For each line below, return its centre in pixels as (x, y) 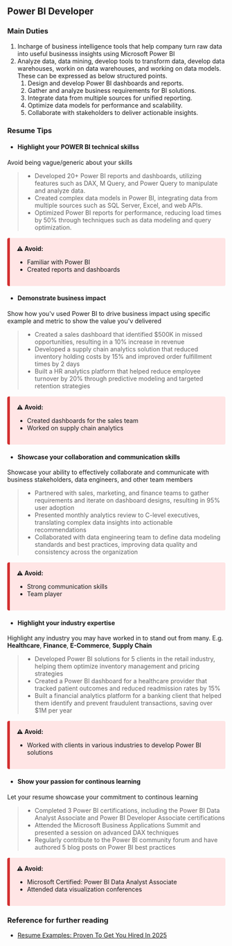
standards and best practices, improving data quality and (116, 545)
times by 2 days (57, 364)
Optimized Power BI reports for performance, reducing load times (128, 212)
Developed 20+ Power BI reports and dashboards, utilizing (118, 175)
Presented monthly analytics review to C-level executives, (117, 515)
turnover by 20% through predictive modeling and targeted (119, 379)
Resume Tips (30, 130)
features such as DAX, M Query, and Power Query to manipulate (126, 183)
